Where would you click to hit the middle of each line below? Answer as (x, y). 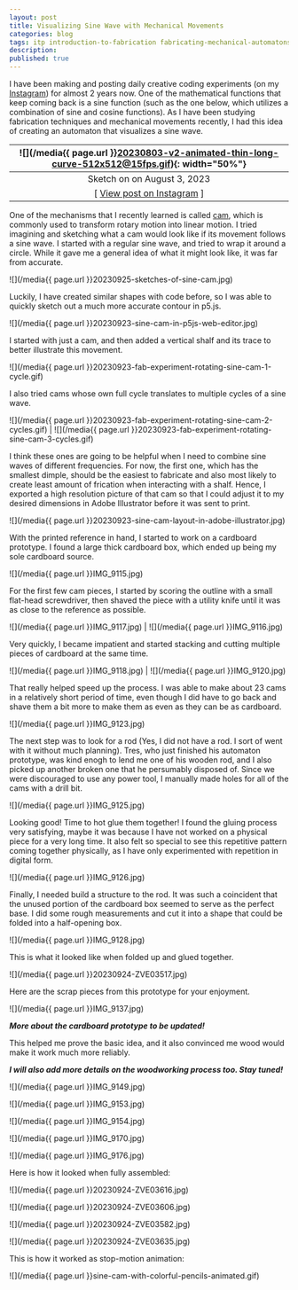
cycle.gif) (27, 376)
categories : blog (41, 34)
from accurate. (36, 262)
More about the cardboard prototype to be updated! (107, 1026)
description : (33, 51)
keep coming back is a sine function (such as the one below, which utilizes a (149, 102)
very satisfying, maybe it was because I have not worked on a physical (138, 832)
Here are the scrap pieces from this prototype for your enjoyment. (129, 991)
